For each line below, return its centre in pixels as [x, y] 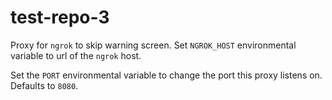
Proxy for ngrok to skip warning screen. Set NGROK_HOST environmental [153, 45]
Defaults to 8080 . [44, 85]
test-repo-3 [60, 17]
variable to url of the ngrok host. [76, 55]
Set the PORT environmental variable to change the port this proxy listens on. [166, 75]
